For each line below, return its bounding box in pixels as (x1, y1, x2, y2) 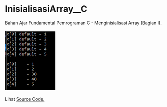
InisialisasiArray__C (5, 3, 88, 15)
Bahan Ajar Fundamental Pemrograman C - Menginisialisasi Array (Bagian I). (5, 20, 162, 26)
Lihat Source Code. (5, 96, 45, 102)
